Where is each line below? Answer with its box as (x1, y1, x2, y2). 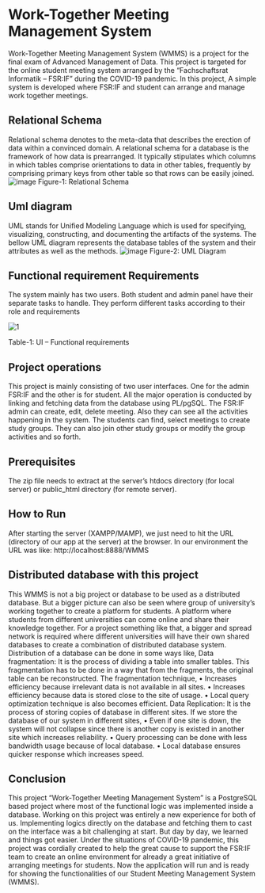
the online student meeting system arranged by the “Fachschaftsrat (8, 65, 229, 74)
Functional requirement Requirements (8, 269, 199, 282)
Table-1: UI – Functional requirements (8, 338, 130, 347)
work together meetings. (8, 90, 89, 100)
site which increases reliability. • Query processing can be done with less (8, 732, 248, 742)
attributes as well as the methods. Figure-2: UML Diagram (8, 246, 227, 255)
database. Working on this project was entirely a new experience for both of (8, 810, 256, 819)
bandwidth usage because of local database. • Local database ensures (8, 741, 241, 750)
